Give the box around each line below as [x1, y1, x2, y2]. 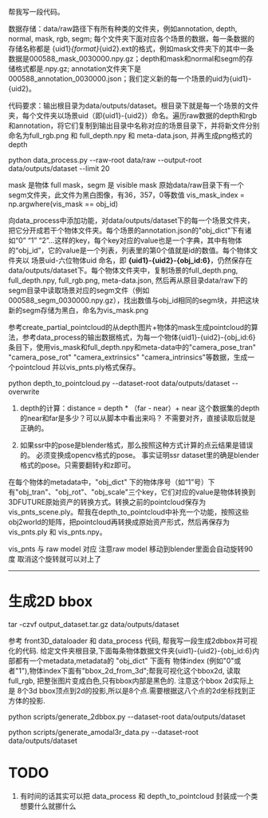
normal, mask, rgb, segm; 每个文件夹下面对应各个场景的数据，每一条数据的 [8, 34, 255, 43]
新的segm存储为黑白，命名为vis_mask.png [8, 306, 149, 315]
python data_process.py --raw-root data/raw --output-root [8, 155, 202, 165]
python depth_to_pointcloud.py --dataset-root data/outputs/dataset [8, 379, 231, 387]
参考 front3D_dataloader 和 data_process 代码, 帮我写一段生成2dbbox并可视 [8, 636, 258, 645]
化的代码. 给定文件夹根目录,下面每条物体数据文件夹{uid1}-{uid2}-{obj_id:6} [8, 645, 253, 655]
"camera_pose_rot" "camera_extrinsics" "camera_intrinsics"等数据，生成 [8, 352, 248, 362]
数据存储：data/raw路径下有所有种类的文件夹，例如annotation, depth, [8, 24, 238, 34]
